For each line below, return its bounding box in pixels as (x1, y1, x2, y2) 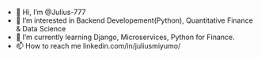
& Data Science (15, 24, 66, 33)
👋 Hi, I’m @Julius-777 (15, 8, 86, 16)
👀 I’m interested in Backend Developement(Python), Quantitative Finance (15, 16, 253, 25)
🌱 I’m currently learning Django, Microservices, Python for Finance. (15, 32, 235, 42)
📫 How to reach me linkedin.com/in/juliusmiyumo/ (15, 42, 181, 50)
